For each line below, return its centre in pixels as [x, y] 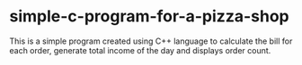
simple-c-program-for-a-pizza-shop [149, 16]
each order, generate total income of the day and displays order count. [140, 50]
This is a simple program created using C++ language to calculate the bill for [151, 41]
